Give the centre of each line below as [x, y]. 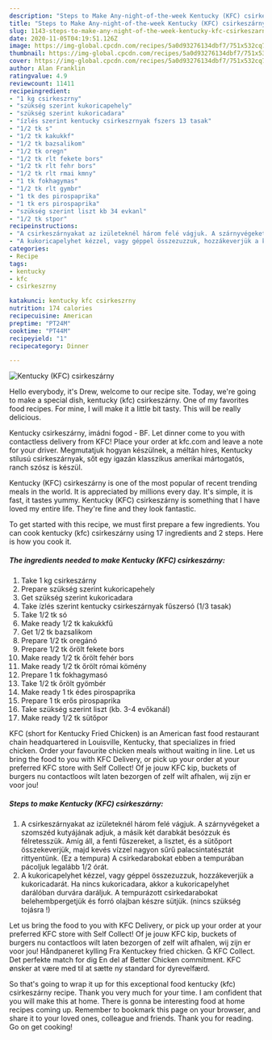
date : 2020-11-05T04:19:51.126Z [63, 38]
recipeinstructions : [44, 226]
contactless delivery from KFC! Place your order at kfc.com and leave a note [136, 442]
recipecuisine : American [51, 316]
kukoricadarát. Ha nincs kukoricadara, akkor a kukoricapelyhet [125, 884]
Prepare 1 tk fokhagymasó [64, 675]
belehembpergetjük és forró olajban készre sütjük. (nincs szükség [131, 901]
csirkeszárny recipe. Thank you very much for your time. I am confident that [136, 993]
